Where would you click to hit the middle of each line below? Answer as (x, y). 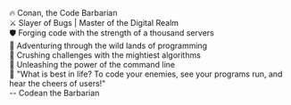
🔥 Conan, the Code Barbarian (63, 13)
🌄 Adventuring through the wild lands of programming (108, 45)
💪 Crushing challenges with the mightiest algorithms (105, 55)
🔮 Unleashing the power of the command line (92, 65)
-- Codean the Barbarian (54, 93)
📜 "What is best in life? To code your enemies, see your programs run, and (146, 74)
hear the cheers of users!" (58, 83)
